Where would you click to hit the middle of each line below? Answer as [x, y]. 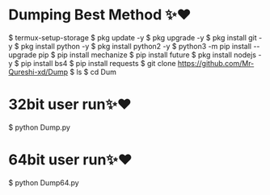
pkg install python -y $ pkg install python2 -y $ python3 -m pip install [136, 46]
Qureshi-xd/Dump [38, 72]
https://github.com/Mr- [216, 63]
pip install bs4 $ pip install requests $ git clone [98, 63]
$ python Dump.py [40, 127]
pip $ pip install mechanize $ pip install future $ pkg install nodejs [148, 55]
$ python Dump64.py [44, 182]
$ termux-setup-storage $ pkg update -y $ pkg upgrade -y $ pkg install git [133, 37]
